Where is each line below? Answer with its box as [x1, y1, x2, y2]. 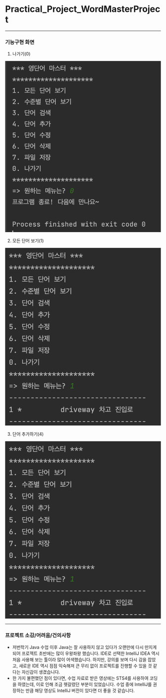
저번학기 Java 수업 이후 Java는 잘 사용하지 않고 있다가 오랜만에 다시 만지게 [12, 644, 157, 650]
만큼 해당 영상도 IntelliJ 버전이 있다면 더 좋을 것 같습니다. [25, 687, 135, 694]
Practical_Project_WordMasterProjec [5, 3, 161, 15]
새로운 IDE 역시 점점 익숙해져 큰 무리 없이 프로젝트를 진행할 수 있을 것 [19, 662, 152, 669]
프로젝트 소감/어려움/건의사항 [5, 632, 71, 639]
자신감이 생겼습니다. [21, 669, 60, 675]
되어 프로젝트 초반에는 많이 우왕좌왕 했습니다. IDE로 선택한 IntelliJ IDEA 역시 [12, 650, 160, 656]
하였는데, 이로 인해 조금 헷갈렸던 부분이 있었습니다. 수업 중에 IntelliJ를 [17, 681, 152, 687]
